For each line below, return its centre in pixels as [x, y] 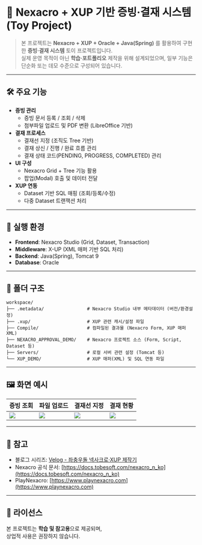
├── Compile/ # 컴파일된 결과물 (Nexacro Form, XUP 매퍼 [96, 328]
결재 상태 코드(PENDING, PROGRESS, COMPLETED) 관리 [93, 155]
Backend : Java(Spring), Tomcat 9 [57, 256]
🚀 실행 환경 [26, 227]
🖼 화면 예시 [27, 385]
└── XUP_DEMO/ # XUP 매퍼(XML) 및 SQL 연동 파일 [85, 359]
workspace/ [20, 303]
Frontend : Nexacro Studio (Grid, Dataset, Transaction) [82, 242]
